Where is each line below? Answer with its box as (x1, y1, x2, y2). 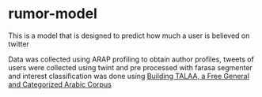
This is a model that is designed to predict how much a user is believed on (8, 31, 250, 40)
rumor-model (8, 5, 97, 23)
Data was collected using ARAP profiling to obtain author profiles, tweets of (8, 54, 255, 64)
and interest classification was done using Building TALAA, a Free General (8, 71, 249, 80)
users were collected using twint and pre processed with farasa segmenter (8, 62, 253, 72)
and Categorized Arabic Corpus (8, 80, 112, 89)
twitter (8, 39, 30, 48)
